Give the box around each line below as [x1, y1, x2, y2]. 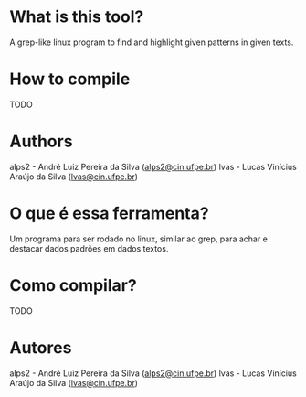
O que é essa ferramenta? [9, 203, 209, 223]
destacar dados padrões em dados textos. [9, 242, 169, 253]
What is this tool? [9, 6, 144, 27]
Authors [9, 131, 73, 152]
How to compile [9, 69, 131, 90]
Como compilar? [9, 274, 137, 295]
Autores [9, 337, 72, 358]
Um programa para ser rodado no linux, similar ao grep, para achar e [9, 233, 268, 244]
